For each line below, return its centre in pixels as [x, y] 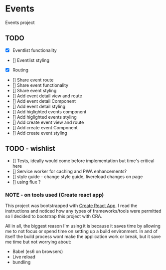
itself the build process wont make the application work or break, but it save [83, 236]
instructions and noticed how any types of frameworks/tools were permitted [83, 211]
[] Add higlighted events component [49, 112]
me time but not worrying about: [38, 242]
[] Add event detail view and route [47, 96]
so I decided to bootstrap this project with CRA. [54, 216]
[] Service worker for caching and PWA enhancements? [70, 171]
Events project [20, 22]
